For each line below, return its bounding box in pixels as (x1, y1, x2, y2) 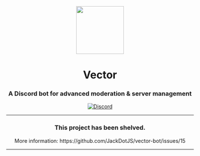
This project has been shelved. (54, 124, 146, 132)
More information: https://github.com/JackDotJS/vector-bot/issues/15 (14, 137, 186, 144)
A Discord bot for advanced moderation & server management (8, 90, 192, 98)
